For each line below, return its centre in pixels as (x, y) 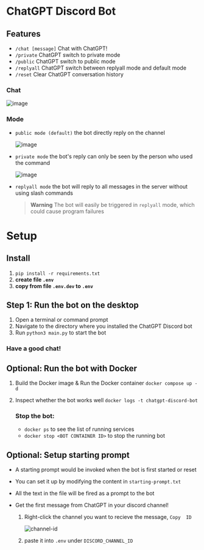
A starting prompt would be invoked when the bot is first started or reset (106, 470)
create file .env (34, 280)
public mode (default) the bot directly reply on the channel (90, 132)
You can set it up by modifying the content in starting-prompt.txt (98, 482)
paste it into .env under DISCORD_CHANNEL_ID (79, 541)
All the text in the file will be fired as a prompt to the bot (85, 493)
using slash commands (44, 193)
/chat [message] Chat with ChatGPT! (61, 48)
